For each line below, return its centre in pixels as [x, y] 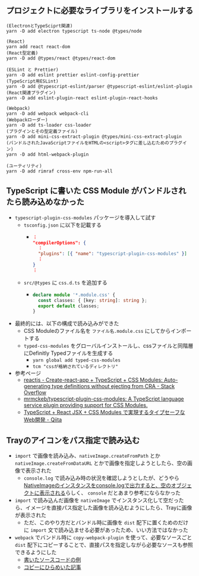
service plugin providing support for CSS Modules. [86, 405]
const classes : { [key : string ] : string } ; [92, 300]
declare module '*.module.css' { [74, 295]
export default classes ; [69, 306]
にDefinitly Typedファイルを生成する [68, 353]
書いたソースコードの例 [52, 560]
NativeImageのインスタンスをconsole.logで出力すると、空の [97, 486]
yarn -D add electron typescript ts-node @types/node [74, 31]
